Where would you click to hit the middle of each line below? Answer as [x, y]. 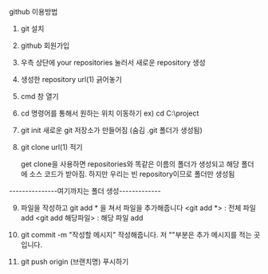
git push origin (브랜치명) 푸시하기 [75, 262]
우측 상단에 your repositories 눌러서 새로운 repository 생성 [113, 63]
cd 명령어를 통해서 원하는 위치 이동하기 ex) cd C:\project [110, 113]
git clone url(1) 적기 [51, 147]
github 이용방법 [33, 12]
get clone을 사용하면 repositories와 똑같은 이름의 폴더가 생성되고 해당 [130, 164]
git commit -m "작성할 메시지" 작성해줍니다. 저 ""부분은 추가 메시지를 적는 [136, 235]
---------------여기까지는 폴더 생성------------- [85, 191]
